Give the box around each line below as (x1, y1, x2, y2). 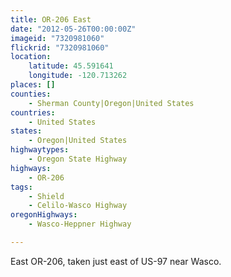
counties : (10, 89, 52, 99)
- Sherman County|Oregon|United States (28, 98, 195, 108)
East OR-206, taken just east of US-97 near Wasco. (10, 255, 222, 267)
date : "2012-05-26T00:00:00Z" (10, 24, 137, 34)
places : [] (10, 80, 56, 90)
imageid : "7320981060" (10, 33, 105, 43)
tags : (10, 182, 33, 192)
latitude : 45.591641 (28, 61, 114, 71)
